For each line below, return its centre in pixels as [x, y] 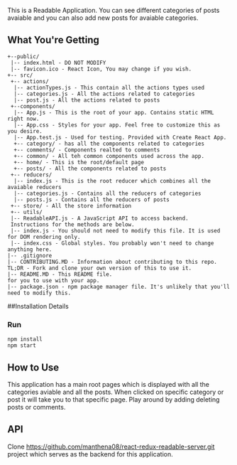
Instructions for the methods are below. [72, 224]
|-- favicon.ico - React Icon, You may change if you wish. [101, 69]
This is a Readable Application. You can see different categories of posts [114, 10]
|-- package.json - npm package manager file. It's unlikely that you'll [119, 287]
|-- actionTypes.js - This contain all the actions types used [109, 87]
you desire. [25, 131]
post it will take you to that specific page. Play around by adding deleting [114, 399]
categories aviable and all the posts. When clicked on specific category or [116, 392]
